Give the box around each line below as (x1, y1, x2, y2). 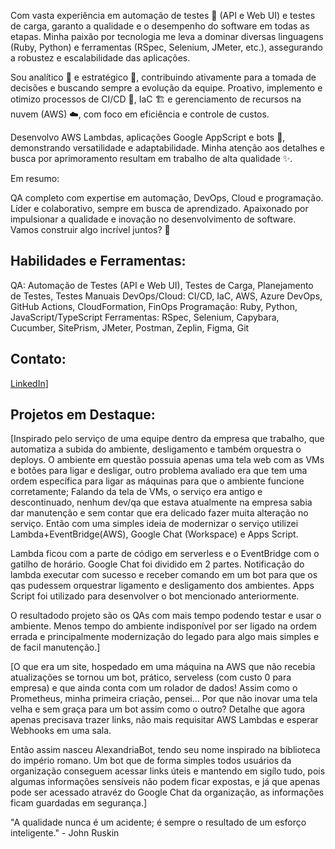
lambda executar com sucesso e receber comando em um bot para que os (10, 569, 318, 581)
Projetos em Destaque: (10, 406, 156, 424)
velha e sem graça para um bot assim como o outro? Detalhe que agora (10, 703, 306, 715)
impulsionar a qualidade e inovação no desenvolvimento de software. (10, 213, 297, 225)
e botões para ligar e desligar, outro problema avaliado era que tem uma (10, 465, 308, 477)
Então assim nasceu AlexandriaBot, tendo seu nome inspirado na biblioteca (10, 744, 321, 756)
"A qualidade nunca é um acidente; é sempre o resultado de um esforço (10, 816, 307, 829)
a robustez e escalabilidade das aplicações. (10, 52, 191, 64)
